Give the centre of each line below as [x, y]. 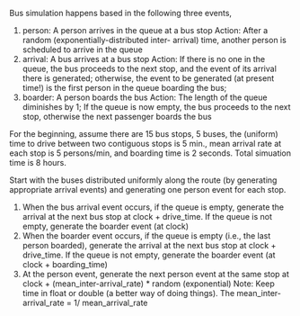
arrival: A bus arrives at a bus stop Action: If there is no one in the [144, 59]
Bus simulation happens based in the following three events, [120, 13]
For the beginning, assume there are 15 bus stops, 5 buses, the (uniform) [144, 134]
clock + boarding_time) [65, 264]
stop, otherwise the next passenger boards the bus [117, 117]
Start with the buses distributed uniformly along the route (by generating [143, 180]
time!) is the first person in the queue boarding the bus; [124, 88]
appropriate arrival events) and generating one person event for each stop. [148, 190]
